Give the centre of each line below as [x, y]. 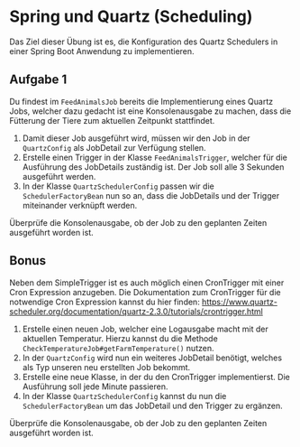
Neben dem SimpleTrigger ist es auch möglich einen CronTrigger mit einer [147, 283]
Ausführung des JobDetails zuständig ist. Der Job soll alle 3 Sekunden [153, 167]
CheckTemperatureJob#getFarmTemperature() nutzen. [118, 348]
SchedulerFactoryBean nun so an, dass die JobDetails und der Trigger [151, 195]
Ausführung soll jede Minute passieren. [95, 386]
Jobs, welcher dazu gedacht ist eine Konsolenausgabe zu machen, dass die [150, 111]
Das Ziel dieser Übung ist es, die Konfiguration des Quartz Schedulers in [144, 42]
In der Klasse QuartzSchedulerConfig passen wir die [118, 186]
